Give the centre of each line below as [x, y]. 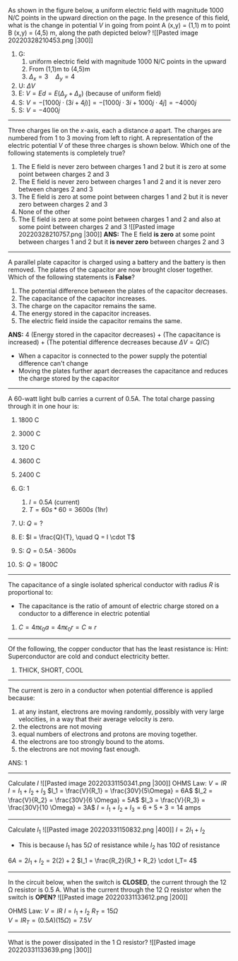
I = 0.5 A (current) [54, 502]
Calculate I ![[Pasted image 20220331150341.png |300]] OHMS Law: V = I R [117, 784]
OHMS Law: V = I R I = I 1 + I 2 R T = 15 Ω [63, 912]
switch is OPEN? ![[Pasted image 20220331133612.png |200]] [98, 897]
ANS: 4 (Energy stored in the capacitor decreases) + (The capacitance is [114, 334]
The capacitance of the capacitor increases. [83, 298]
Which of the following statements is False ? [71, 277]
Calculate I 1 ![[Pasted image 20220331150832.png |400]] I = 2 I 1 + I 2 [107, 830]
